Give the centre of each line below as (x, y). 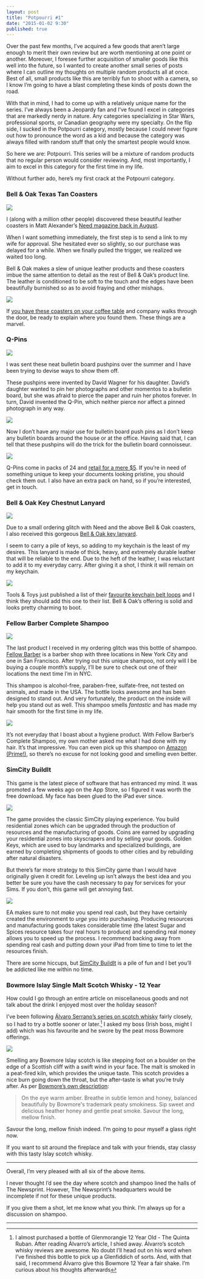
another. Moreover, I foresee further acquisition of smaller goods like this (97, 59)
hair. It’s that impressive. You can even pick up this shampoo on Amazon (97, 747)
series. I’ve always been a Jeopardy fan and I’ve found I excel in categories (100, 109)
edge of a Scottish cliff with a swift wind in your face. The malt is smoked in (101, 1066)
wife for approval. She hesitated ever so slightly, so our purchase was (93, 243)
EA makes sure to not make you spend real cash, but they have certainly (97, 912)
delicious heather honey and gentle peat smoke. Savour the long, (103, 1111)
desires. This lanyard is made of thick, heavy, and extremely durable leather (101, 552)
